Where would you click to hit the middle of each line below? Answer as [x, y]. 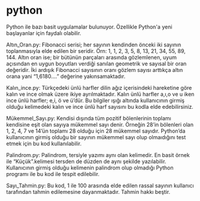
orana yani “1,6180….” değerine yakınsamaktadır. [66, 76]
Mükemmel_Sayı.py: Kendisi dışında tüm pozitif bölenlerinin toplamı [89, 118]
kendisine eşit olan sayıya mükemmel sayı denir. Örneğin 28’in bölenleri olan [100, 124]
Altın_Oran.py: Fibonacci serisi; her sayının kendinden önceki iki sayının [94, 45]
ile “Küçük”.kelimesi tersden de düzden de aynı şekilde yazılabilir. [86, 161]
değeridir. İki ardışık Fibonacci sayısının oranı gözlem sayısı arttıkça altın [95, 70]
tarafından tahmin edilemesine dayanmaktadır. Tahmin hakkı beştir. [88, 191]
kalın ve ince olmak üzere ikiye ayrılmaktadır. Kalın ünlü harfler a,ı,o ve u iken [100, 94]
